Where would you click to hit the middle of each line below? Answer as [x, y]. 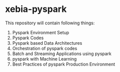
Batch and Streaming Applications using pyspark [62, 54]
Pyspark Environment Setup [40, 32]
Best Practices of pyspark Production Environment [63, 64]
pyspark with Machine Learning [44, 59]
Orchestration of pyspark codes [45, 48]
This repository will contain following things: [50, 23]
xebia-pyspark [36, 9]
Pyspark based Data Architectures [47, 43]
